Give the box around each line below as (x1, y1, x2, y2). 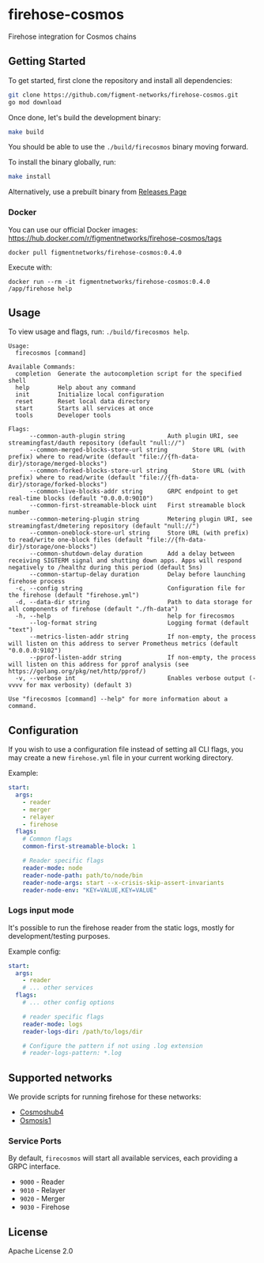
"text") (8, 626, 34, 634)
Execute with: (8, 263, 53, 272)
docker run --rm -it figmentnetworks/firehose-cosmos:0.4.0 (8, 278, 211, 285)
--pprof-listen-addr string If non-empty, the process (28, 654, 257, 662)
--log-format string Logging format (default (28, 619, 249, 627)
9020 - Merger (19, 1194, 66, 1204)
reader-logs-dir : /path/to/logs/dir (22, 1027, 144, 1035)
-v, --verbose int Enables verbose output (15, 675, 246, 683)
